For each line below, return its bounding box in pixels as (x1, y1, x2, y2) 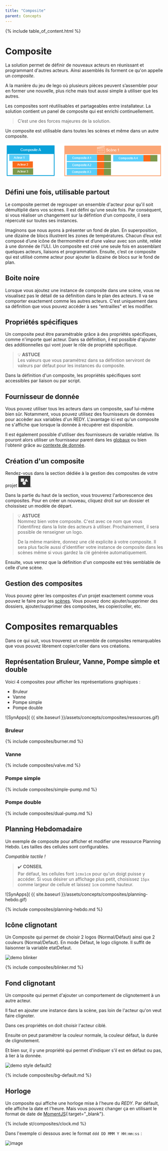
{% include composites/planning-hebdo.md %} (5, 906, 103, 912)
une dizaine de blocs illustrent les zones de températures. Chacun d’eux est (5, 232, 162, 239)
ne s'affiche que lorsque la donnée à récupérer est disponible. (5, 422, 134, 428)
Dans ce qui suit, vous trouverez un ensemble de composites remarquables (5, 637, 161, 643)
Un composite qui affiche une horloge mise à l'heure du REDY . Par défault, (5, 1100, 159, 1106)
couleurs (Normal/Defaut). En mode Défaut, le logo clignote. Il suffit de (5, 940, 151, 946)
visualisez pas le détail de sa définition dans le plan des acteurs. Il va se (5, 293, 154, 299)
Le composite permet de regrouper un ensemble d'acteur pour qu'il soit (5, 201, 153, 207)
